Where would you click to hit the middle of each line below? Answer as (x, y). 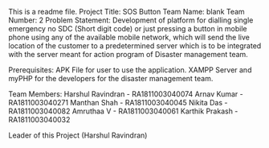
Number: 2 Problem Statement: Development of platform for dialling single (131, 20)
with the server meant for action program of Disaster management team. (128, 54)
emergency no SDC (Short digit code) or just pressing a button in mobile (128, 29)
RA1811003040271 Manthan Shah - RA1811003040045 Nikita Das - (118, 103)
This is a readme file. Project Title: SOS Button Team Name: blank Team (126, 12)
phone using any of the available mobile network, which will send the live (129, 37)
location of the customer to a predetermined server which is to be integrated (135, 46)
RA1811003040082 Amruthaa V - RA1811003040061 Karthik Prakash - (123, 111)
